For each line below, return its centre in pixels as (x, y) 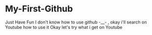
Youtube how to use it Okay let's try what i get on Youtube (64, 27)
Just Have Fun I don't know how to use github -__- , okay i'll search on (76, 22)
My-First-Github (39, 9)
